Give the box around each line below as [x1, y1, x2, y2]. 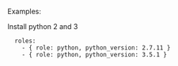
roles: [14, 37, 36, 45]
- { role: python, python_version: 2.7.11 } [21, 44, 171, 52]
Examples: [7, 7, 41, 16]
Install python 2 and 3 [7, 22, 78, 31]
